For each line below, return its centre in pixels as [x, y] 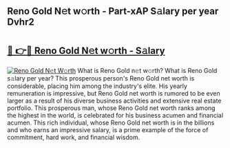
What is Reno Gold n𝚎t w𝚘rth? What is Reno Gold [147, 71]
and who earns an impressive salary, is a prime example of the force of [108, 130]
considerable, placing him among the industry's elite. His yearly [97, 86]
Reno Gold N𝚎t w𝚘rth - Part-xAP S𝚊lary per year [113, 11]
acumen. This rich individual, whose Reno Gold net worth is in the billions [111, 123]
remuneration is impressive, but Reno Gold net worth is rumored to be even [114, 93]
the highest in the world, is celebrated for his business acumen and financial [115, 115]
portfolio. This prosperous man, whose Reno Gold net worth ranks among [111, 108]
